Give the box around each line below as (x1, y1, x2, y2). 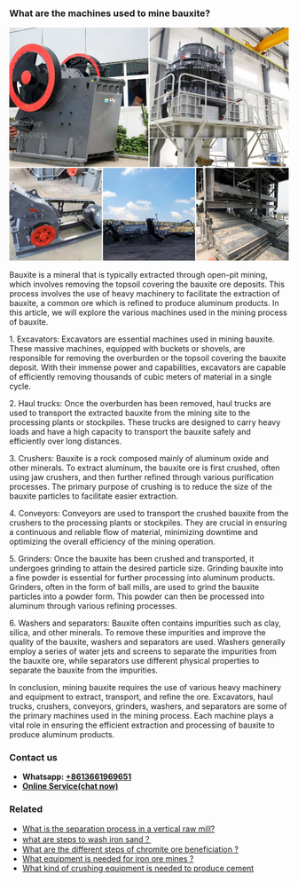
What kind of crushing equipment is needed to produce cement (21, 862, 255, 873)
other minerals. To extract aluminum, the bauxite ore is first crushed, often (9, 462, 281, 473)
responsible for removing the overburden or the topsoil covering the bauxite (9, 352, 286, 363)
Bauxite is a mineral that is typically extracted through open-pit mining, (9, 269, 268, 280)
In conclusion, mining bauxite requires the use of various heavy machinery (9, 681, 282, 692)
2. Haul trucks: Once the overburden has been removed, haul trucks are (9, 398, 272, 408)
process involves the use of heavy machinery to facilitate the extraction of (9, 287, 280, 299)
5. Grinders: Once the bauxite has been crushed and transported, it (9, 553, 255, 563)
